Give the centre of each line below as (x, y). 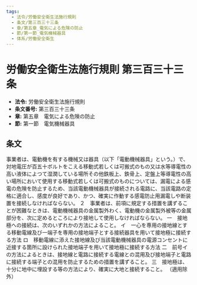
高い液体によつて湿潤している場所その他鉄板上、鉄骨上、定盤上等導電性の (96, 174)
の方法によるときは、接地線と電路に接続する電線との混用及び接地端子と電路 (99, 254)
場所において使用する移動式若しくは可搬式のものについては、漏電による (98, 181)
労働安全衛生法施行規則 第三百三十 (90, 69)
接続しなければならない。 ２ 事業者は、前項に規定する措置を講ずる (99, 203)
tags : (13, 11)
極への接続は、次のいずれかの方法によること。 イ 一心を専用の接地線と (94, 225)
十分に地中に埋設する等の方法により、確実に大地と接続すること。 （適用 (94, 269)
